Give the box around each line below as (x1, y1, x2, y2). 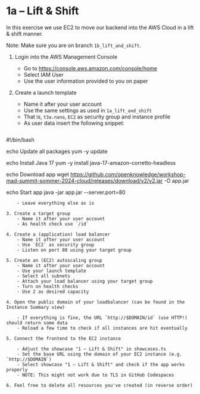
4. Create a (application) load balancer (6, 231, 111, 237)
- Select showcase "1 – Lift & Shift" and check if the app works (17, 361, 185, 367)
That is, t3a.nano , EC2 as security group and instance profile (23, 113, 171, 120)
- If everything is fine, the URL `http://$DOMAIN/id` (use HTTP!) (17, 314, 187, 321)
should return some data (6, 320, 68, 326)
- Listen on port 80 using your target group (17, 247, 132, 253)
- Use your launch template (17, 268, 86, 274)
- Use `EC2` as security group (17, 242, 95, 248)
